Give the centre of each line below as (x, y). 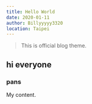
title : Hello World (31, 12)
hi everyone (29, 65)
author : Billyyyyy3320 (35, 23)
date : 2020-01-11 (28, 17)
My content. (21, 94)
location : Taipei (28, 29)
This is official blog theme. (54, 46)
